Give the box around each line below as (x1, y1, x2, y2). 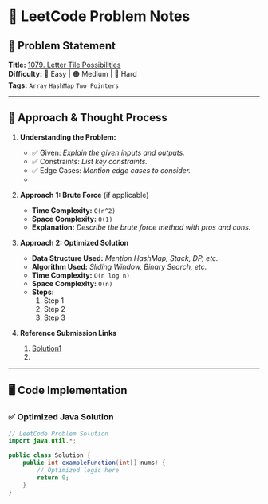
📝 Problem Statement (8, 39, 116, 53)
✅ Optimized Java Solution (8, 411, 114, 423)
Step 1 (43, 295, 65, 305)
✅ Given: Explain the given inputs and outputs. (31, 148, 185, 157)
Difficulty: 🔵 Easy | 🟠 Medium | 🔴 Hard (8, 69, 137, 78)
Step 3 (43, 313, 66, 322)
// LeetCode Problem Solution (8, 430, 109, 438)
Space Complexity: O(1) (31, 214, 113, 223)
